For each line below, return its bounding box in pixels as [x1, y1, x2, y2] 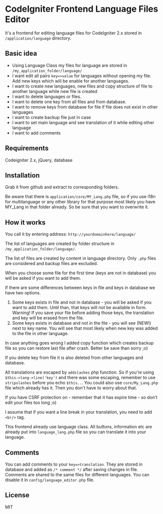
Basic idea [5, 49, 37, 58]
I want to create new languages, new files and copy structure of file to [12, 83, 153, 89]
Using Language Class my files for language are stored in [12, 62, 127, 68]
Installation [5, 171, 40, 179]
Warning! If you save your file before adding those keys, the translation [12, 310, 154, 316]
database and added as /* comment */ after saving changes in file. [5, 467, 139, 472]
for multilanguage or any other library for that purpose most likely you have [5, 199, 156, 205]
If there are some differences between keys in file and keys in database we [5, 285, 156, 291]
